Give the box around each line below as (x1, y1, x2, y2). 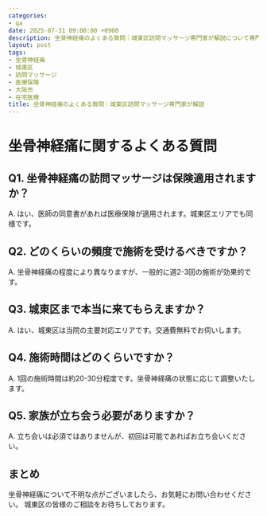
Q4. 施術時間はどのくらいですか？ (8, 351, 175, 365)
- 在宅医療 (8, 93, 40, 101)
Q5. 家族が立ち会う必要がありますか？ (8, 408, 196, 422)
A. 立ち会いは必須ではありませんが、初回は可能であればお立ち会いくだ (8, 432, 240, 441)
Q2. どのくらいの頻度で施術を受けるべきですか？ (8, 244, 248, 258)
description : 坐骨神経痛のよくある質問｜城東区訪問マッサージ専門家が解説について (8, 33, 250, 42)
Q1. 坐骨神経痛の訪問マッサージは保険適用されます (8, 171, 257, 185)
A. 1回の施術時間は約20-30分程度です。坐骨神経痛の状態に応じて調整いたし (8, 373, 256, 383)
